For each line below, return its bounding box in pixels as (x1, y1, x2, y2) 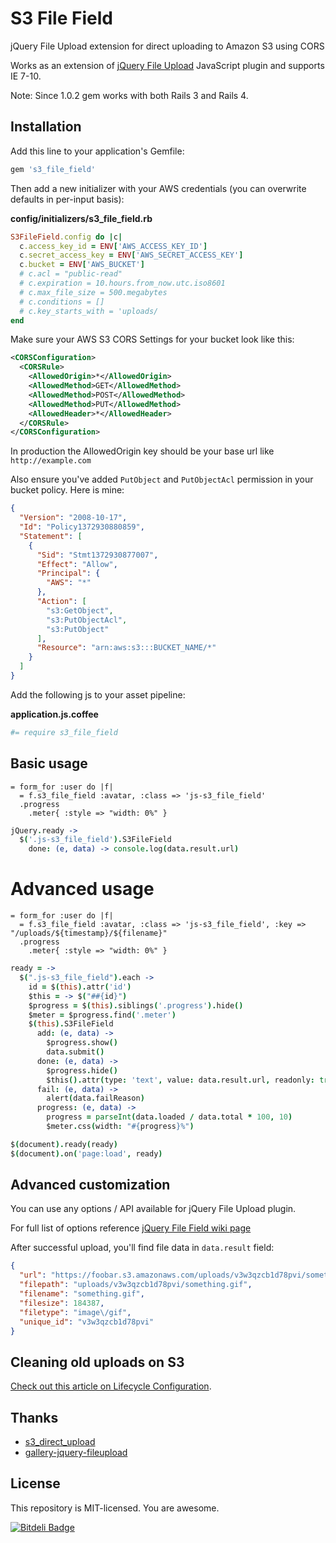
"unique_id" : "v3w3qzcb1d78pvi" (19, 1317, 155, 1327)
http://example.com (10, 456, 92, 466)
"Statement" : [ (19, 531, 83, 541)
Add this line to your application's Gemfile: (10, 145, 185, 157)
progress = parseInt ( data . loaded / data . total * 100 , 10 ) (46, 1112, 293, 1122)
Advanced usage (10, 878, 155, 901)
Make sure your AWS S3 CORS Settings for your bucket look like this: (10, 333, 295, 346)
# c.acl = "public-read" (19, 269, 123, 279)
